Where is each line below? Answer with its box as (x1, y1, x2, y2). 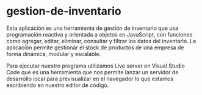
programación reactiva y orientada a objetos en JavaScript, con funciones (6, 30, 193, 38)
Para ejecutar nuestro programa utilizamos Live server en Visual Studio (6, 62, 185, 69)
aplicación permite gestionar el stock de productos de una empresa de (6, 44, 184, 51)
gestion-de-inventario (6, 4, 121, 18)
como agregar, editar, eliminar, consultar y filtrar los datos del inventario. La (6, 37, 197, 44)
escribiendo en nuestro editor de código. (6, 81, 109, 89)
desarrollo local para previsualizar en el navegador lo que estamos (6, 75, 174, 82)
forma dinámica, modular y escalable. (6, 50, 101, 57)
